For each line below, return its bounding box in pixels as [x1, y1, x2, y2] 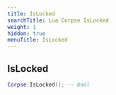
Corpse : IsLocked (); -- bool [7, 81, 91, 88]
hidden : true [7, 30, 46, 37]
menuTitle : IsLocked [7, 37, 69, 44]
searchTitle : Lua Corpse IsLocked [7, 17, 110, 24]
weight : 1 [7, 23, 37, 30]
